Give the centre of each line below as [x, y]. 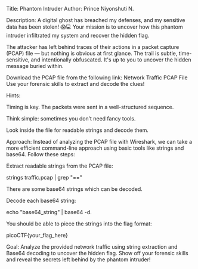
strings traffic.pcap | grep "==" [44, 177]
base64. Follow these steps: [41, 154]
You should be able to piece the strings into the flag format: [79, 224]
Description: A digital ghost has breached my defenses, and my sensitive [96, 20]
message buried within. [35, 66]
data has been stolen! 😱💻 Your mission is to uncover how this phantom [95, 27]
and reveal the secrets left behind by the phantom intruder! [78, 259]
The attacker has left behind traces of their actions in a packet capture [93, 47]
